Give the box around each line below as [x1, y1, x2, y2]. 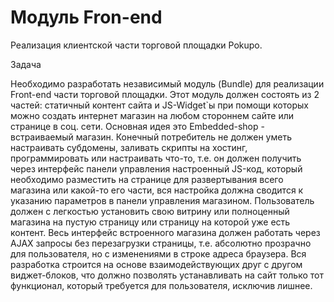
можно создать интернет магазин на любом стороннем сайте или [10, 109, 294, 121]
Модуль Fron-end [10, 6, 163, 29]
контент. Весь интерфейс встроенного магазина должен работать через [10, 226, 321, 238]
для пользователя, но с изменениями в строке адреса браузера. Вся [10, 247, 307, 260]
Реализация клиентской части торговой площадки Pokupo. [10, 39, 263, 51]
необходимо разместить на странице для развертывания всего [10, 173, 284, 185]
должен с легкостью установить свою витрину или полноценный [10, 205, 290, 217]
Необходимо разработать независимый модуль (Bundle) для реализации [10, 77, 325, 90]
